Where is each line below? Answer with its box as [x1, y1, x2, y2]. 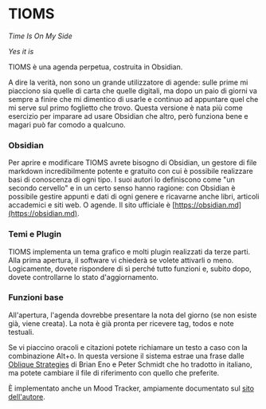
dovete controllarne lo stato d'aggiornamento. [8, 272, 159, 281]
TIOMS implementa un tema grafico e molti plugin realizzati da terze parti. [8, 246, 251, 256]
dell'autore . [8, 391, 45, 401]
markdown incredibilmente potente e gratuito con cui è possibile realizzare [8, 167, 253, 176]
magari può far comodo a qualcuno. [8, 120, 126, 129]
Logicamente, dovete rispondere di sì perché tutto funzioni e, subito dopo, [8, 264, 252, 273]
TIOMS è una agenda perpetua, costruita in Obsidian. [8, 61, 183, 72]
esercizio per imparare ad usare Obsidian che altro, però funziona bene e [8, 111, 248, 120]
